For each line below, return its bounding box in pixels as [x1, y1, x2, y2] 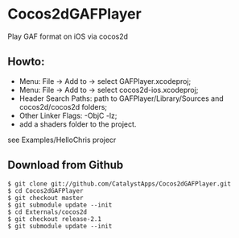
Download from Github [7, 158, 124, 172]
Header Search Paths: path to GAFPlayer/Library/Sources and [19, 94, 225, 103]
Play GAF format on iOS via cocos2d [7, 31, 129, 41]
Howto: [7, 55, 45, 69]
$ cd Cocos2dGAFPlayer [7, 186, 84, 194]
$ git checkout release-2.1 [7, 215, 102, 223]
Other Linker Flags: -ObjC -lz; [19, 111, 117, 120]
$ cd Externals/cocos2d [7, 207, 88, 216]
